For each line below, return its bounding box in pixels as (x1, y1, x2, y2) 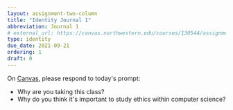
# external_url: (7, 29, 54, 37)
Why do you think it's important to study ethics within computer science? (17, 95, 226, 103)
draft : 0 (7, 55, 33, 62)
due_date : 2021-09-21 (7, 42, 70, 49)
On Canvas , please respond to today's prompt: (7, 74, 141, 82)
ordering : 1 (7, 49, 42, 56)
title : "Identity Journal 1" (7, 17, 92, 24)
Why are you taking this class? (17, 87, 105, 95)
